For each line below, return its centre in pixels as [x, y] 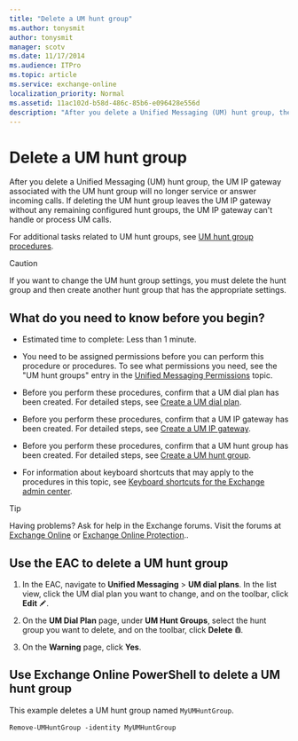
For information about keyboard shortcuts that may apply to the [138, 473]
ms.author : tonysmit [47, 28]
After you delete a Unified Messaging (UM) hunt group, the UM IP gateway [145, 182]
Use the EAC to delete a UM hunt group [119, 563]
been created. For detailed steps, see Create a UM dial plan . [132, 402]
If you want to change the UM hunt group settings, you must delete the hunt [148, 280]
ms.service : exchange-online [63, 84]
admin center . [47, 492]
